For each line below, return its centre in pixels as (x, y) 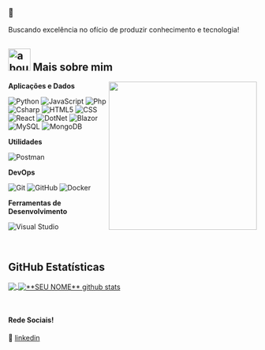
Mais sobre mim (73, 67)
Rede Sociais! (31, 320)
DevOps (22, 172)
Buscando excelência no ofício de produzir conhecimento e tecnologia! (124, 30)
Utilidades (25, 142)
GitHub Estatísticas (56, 267)
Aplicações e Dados (41, 86)
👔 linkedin (24, 337)
